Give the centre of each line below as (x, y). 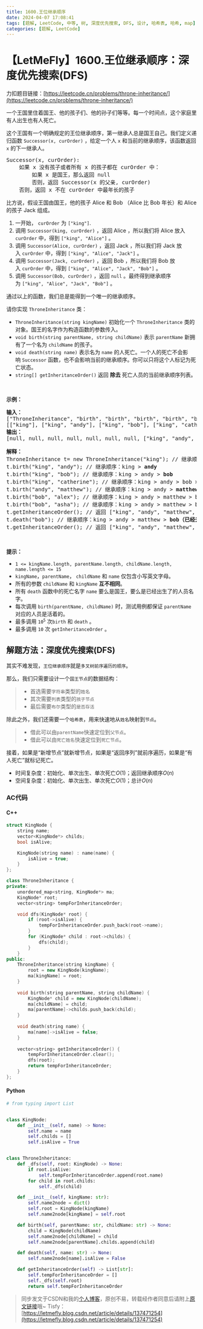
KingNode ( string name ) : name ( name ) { (66, 853)
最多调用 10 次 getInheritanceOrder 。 (62, 629)
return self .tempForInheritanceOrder (75, 1286)
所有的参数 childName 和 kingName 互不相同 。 (70, 584)
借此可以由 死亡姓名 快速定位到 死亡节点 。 (77, 740)
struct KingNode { (29, 826)
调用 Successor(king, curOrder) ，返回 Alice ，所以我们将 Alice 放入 (100, 231)
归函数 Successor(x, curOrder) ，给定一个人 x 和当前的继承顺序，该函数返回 (101, 141)
